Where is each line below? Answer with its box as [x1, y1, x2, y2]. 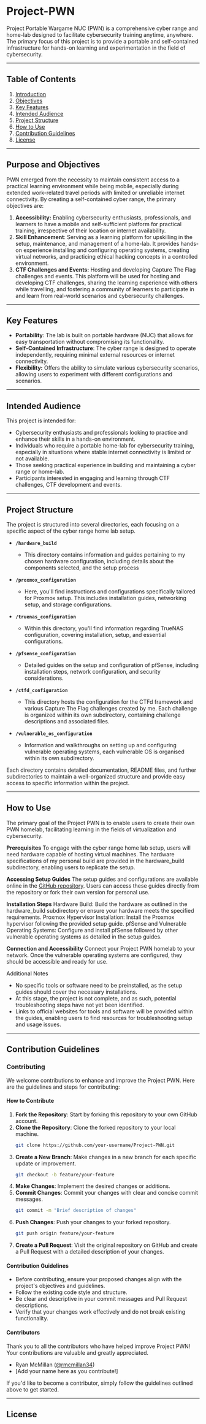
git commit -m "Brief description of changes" [15, 1208, 137, 1214]
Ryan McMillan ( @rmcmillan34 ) [15, 1361, 95, 1368]
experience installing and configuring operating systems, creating [23, 246, 189, 254]
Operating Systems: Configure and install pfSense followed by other [6, 926, 178, 934]
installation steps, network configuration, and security [24, 668, 161, 675]
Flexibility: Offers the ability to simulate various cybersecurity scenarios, [15, 364, 200, 371]
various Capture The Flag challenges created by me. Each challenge [24, 705, 197, 712]
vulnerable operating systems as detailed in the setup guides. [6, 933, 162, 940]
